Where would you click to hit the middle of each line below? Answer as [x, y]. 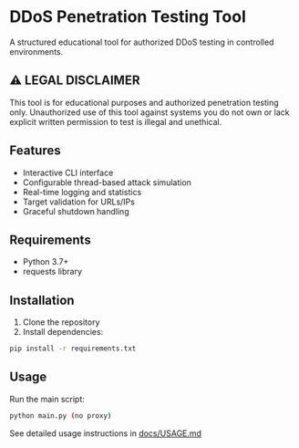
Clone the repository [61, 322]
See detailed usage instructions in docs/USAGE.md [106, 433]
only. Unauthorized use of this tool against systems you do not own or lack [149, 112]
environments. [36, 51]
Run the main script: [47, 399]
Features [35, 151]
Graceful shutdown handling [76, 211]
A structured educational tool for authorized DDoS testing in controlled [142, 42]
